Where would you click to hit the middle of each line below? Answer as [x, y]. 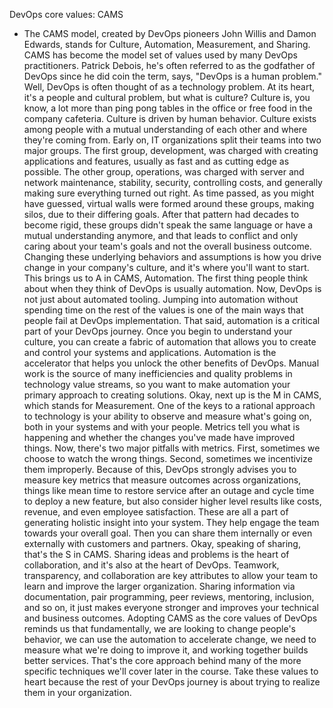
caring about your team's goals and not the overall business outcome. [167, 246]
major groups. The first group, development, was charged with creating [171, 150]
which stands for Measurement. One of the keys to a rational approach [169, 405]
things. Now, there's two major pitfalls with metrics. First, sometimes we [172, 448]
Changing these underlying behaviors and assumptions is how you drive [172, 257]
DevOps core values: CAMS [66, 14]
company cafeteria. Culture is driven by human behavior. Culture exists [170, 118]
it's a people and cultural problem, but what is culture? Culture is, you [167, 97]
